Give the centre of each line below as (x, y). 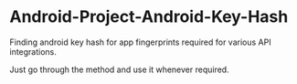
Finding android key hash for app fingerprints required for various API (140, 42)
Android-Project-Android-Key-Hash (149, 17)
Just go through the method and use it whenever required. (120, 69)
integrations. (33, 51)
